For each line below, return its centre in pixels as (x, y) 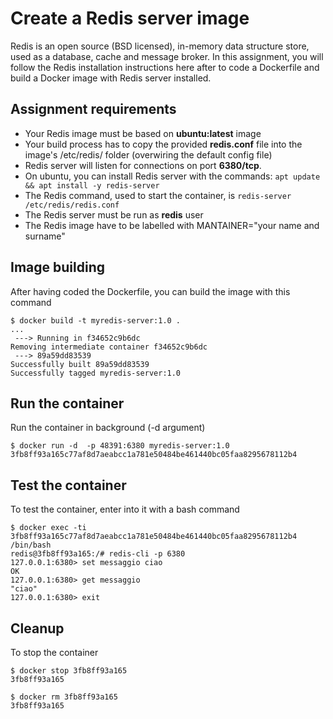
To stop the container (54, 652)
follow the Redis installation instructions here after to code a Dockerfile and (165, 67)
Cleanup (37, 628)
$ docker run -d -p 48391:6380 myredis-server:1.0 (120, 446)
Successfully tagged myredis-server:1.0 (96, 373)
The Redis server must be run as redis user (114, 214)
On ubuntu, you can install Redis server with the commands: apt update (172, 176)
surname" (45, 236)
